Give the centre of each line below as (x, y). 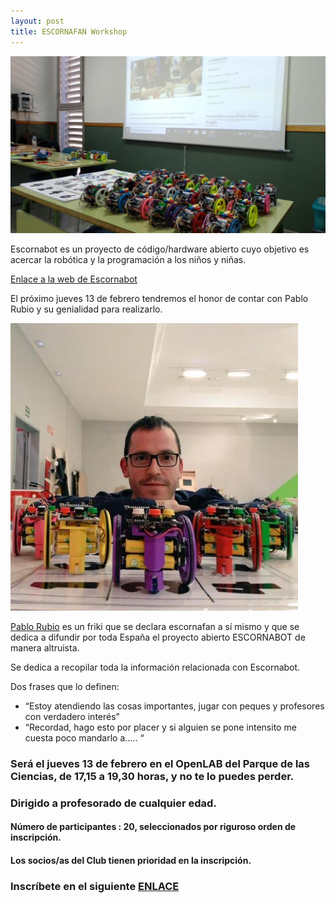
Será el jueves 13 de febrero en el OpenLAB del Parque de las (160, 763)
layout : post (37, 21)
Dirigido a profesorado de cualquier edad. (113, 803)
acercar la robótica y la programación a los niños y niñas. (128, 259)
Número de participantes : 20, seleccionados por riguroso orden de (153, 827)
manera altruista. (45, 648)
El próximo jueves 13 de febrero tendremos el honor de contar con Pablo (159, 298)
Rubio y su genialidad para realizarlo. (86, 309)
